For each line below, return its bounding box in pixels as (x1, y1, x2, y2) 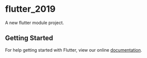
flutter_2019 (5, 3, 56, 15)
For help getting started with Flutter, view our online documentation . (5, 47, 142, 53)
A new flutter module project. (5, 20, 64, 26)
